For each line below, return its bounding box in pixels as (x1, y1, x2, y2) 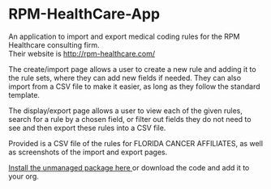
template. (8, 90, 41, 99)
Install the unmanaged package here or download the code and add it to (8, 162, 250, 172)
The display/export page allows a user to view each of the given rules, (8, 106, 243, 115)
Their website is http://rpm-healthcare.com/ (8, 48, 156, 58)
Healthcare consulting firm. (8, 40, 100, 49)
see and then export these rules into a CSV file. (8, 123, 166, 132)
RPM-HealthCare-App (8, 5, 161, 23)
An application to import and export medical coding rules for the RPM (8, 31, 240, 41)
